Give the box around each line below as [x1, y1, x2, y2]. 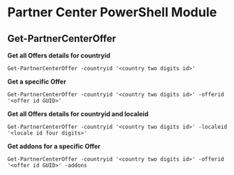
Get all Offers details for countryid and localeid [7, 110, 149, 118]
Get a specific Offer [7, 77, 66, 86]
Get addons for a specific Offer [7, 142, 101, 150]
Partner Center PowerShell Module [7, 4, 217, 21]
